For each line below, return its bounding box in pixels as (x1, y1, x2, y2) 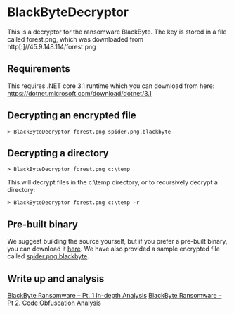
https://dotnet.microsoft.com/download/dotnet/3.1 (7, 89, 152, 97)
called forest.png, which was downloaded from (7, 34, 144, 43)
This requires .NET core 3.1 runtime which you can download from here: (7, 82, 215, 90)
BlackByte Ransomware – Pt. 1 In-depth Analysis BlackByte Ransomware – (7, 291, 222, 299)
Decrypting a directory (7, 147, 109, 159)
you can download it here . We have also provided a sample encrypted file (7, 244, 220, 253)
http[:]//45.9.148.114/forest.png (7, 42, 96, 51)
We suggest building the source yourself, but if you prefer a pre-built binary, (7, 237, 228, 246)
